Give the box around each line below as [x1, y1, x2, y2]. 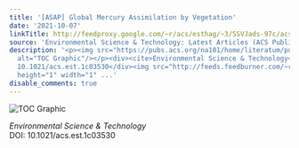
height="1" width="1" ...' [17, 71, 117, 80]
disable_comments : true [9, 79, 98, 88]
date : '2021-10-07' [9, 21, 82, 30]
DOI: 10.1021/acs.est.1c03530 [9, 129, 116, 140]
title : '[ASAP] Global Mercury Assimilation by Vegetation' [9, 12, 238, 22]
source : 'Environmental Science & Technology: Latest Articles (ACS [9, 37, 269, 47]
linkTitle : [9, 29, 50, 38]
